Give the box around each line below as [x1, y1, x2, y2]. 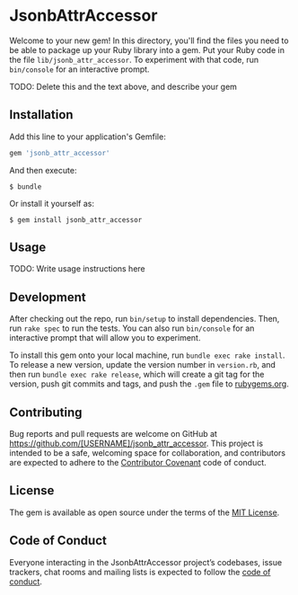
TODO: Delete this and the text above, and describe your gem [9, 81, 238, 92]
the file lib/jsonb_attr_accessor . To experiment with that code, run [9, 54, 259, 65]
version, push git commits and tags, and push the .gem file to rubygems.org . [9, 378, 290, 389]
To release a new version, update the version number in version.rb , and [9, 360, 276, 370]
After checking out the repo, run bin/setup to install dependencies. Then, [9, 314, 280, 324]
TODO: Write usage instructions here [9, 263, 145, 274]
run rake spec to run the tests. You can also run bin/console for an [9, 323, 255, 333]
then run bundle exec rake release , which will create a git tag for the [9, 369, 265, 380]
